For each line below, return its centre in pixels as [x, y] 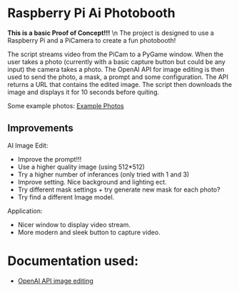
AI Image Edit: [28, 145]
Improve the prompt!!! [50, 159]
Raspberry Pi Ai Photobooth [92, 13]
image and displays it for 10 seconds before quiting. [83, 92]
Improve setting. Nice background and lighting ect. [92, 182]
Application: [25, 211]
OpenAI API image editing [56, 281]
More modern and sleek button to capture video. [89, 232]
